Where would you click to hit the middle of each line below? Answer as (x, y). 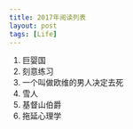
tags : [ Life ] (33, 34)
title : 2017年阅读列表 (48, 17)
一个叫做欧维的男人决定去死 (73, 83)
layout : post (33, 26)
